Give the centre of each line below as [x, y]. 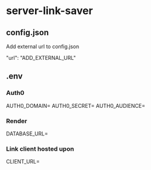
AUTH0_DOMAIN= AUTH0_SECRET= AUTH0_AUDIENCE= [75, 106]
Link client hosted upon [40, 149]
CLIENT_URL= [23, 162]
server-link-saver [49, 11]
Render [17, 121]
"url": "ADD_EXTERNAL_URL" [41, 58]
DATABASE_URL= [27, 134]
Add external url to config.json [43, 46]
